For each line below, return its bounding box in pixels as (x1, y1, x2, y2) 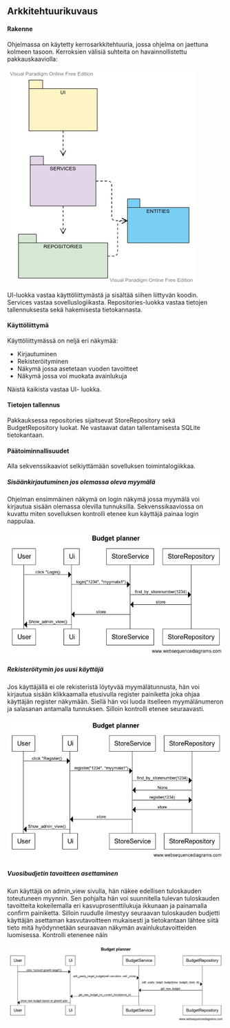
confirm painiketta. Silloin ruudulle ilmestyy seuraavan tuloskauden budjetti (7, 909, 220, 917)
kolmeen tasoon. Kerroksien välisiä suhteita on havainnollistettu (7, 48, 187, 56)
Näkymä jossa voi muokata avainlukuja (17, 371, 127, 380)
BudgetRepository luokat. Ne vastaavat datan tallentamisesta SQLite (7, 424, 201, 431)
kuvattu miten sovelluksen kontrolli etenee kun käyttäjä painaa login (7, 510, 199, 518)
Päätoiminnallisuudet (7, 446, 70, 455)
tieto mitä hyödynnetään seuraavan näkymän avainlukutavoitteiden (7, 923, 197, 932)
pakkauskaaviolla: (7, 54, 58, 63)
